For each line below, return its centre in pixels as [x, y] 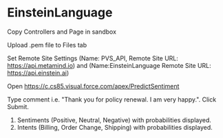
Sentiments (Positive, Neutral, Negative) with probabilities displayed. [114, 120]
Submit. [18, 106]
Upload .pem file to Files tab [47, 45]
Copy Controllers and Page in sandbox [62, 32]
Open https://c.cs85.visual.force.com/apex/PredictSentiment [93, 86]
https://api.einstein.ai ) [38, 73]
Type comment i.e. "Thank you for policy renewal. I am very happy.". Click [112, 99]
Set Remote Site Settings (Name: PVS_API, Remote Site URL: [93, 58]
